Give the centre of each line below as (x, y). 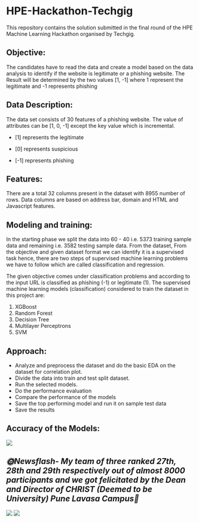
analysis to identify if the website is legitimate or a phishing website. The (96, 73)
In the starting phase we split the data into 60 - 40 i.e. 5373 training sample (99, 239)
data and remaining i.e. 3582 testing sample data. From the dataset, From (97, 245)
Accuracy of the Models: (53, 429)
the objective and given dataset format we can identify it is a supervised (95, 252)
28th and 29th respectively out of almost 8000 (96, 471)
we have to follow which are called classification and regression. (86, 265)
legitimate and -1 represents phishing (52, 86)
